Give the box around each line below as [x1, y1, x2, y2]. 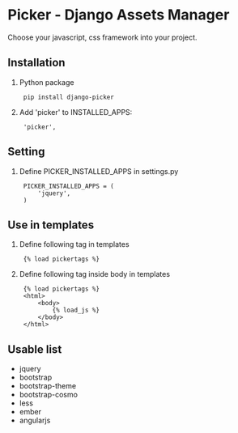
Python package [19, 77, 74, 87]
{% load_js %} [52, 306, 100, 315]
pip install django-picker [23, 93, 114, 101]
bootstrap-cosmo [19, 390, 79, 400]
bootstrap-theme [19, 381, 77, 391]
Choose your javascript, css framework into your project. [7, 32, 198, 42]
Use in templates [7, 218, 95, 231]
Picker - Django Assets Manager [7, 6, 230, 24]
